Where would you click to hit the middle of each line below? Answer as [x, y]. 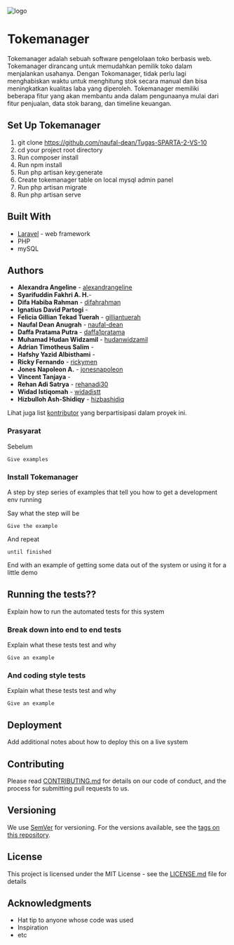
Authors [26, 270]
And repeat [23, 539]
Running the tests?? [52, 594]
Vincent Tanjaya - [44, 377]
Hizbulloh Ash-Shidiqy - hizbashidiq [71, 399]
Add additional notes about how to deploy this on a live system [98, 742]
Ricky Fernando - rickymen [57, 362]
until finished [29, 552]
